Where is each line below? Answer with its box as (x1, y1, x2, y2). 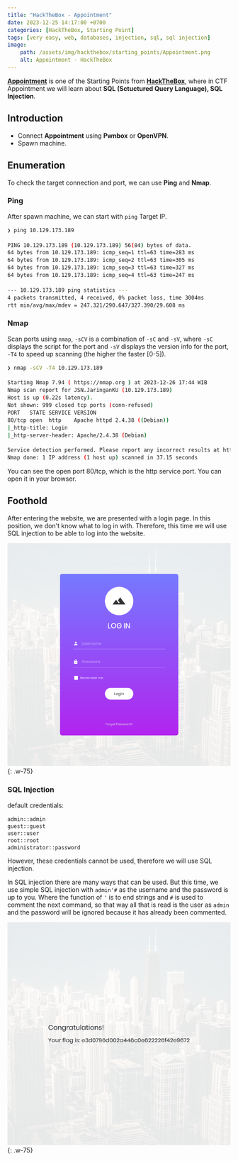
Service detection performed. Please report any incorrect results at (7, 447, 220, 454)
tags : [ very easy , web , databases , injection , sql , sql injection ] (7, 34, 211, 41)
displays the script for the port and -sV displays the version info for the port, (7, 342, 229, 351)
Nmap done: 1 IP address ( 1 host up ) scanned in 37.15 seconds (7, 454, 198, 462)
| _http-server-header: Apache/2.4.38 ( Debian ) (7, 432, 147, 439)
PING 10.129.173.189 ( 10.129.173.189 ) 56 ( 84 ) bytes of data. (7, 241, 192, 249)
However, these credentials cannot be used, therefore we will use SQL (7, 856, 212, 865)
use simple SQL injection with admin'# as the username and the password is (7, 885, 229, 894)
